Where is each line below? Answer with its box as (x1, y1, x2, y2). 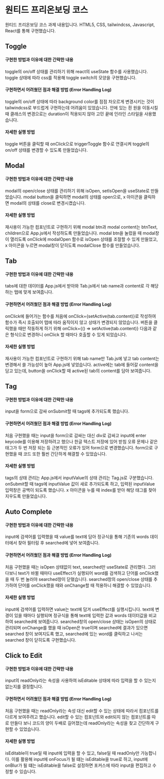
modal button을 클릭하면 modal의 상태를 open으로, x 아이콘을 (23, 194, 143, 200)
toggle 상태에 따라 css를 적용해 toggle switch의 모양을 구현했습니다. (5, 75, 137, 80)
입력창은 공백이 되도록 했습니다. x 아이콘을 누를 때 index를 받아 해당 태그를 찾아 (5, 487, 157, 493)
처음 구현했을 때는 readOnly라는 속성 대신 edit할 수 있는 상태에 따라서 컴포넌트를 (5, 707, 159, 714)
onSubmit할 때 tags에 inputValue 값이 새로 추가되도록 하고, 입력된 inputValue (5, 481, 155, 487)
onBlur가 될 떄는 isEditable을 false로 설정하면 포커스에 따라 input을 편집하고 (5, 762, 152, 768)
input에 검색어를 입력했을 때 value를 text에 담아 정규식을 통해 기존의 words (5, 534, 149, 540)
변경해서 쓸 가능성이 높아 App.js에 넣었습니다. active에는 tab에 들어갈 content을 (5, 362, 159, 367)
